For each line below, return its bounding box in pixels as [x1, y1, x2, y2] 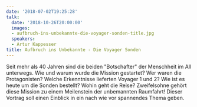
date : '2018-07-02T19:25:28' [6, 8, 78, 15]
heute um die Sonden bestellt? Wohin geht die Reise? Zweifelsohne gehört [6, 82, 187, 89]
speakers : [11, 36, 35, 42]
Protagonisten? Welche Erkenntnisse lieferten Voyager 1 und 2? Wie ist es [6, 75, 185, 82]
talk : [6, 14, 19, 20]
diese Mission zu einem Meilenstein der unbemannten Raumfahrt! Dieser [6, 88, 183, 95]
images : [11, 25, 31, 31]
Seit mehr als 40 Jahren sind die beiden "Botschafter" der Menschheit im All [6, 63, 192, 70]
